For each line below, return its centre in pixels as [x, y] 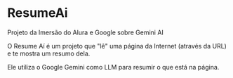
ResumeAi [38, 13]
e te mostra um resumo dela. [49, 53]
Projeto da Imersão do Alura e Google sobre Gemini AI [85, 32]
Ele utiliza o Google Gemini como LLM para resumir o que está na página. [113, 67]
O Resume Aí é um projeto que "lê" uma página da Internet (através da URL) [117, 46]
